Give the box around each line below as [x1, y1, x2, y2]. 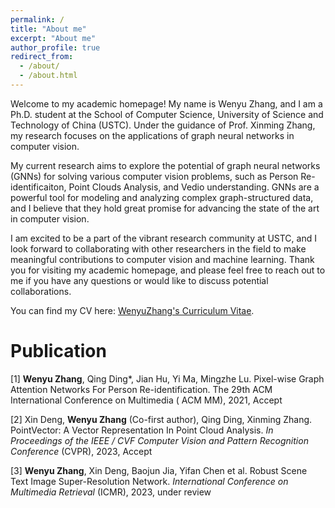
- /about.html [19, 71, 78, 81]
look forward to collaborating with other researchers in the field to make [10, 242, 307, 255]
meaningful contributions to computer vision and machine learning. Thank [10, 253, 315, 265]
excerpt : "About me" [10, 33, 97, 43]
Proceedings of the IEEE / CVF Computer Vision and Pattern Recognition [10, 434, 309, 446]
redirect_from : [10, 52, 74, 62]
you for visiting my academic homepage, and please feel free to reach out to [10, 264, 326, 276]
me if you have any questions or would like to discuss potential [10, 274, 269, 286]
